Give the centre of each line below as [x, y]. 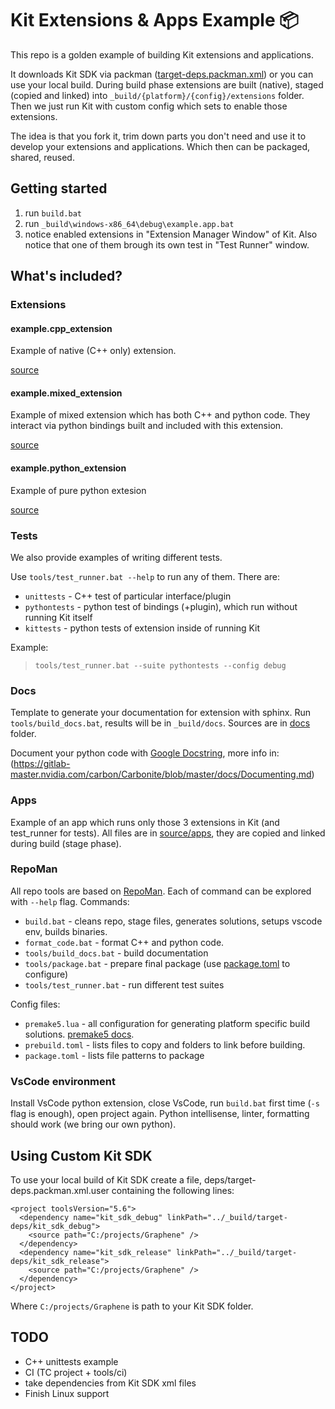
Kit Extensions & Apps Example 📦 [155, 20]
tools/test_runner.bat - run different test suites [124, 984]
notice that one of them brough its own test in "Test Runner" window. [167, 244]
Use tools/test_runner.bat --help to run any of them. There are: [145, 576]
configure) [46, 974]
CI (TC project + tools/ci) [76, 1372]
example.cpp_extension [61, 328]
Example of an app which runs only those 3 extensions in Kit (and [145, 822]
